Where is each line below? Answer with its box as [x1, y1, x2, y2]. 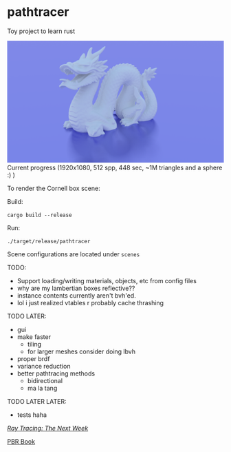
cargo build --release [7, 212, 72, 219]
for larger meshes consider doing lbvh [27, 347, 136, 356]
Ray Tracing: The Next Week [7, 424, 89, 433]
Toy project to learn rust [7, 27, 76, 35]
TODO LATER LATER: [7, 398, 67, 406]
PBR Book [7, 438, 36, 446]
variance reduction [16, 362, 71, 371]
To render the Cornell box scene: [7, 184, 101, 193]
